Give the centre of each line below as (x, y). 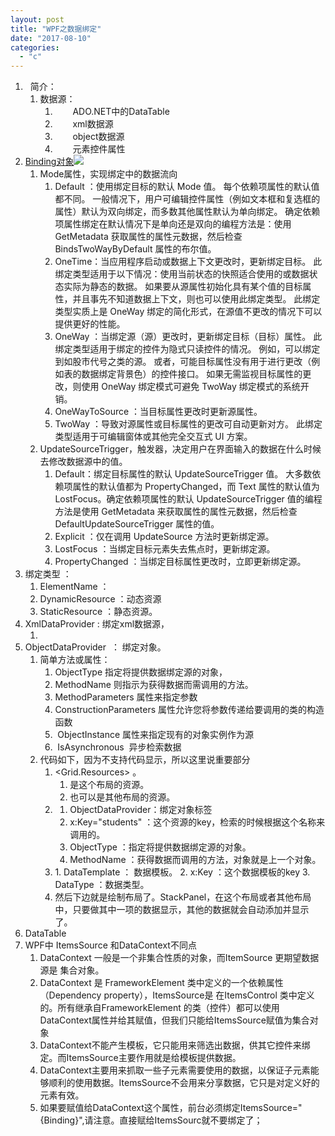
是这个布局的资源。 (109, 785)
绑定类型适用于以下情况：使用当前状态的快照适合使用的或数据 (182, 274)
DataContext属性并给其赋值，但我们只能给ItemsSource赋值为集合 (174, 1020)
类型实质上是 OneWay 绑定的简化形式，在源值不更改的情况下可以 (188, 312)
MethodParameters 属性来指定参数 (126, 697)
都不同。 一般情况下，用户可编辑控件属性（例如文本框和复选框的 (187, 199)
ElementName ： (74, 587)
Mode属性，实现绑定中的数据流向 (108, 174)
